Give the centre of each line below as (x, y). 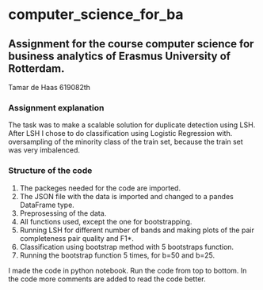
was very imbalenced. (44, 150)
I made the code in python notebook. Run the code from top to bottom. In (128, 270)
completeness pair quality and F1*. (77, 238)
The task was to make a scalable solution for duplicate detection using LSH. (132, 125)
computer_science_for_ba (96, 15)
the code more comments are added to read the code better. (107, 279)
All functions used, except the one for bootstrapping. (106, 221)
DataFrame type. (47, 205)
